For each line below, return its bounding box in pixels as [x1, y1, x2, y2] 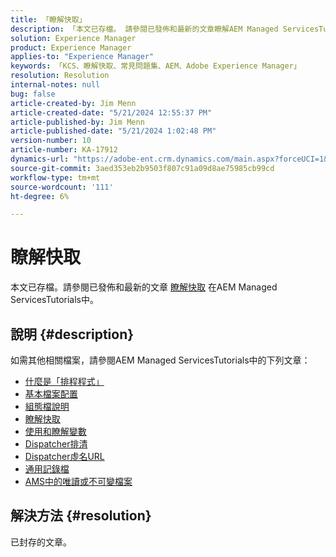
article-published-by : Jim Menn [10, 117, 145, 127]
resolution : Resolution [10, 71, 110, 81]
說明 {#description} [10, 326, 135, 343]
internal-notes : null [10, 80, 101, 90]
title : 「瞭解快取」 [10, 14, 87, 25]
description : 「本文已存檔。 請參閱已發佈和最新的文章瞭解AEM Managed [10, 24, 279, 34]
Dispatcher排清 [24, 438, 88, 450]
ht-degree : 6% [10, 191, 70, 201]
